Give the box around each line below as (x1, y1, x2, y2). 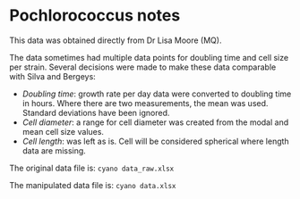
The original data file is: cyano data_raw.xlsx (9, 162, 175, 173)
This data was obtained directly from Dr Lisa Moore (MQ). (9, 35, 222, 46)
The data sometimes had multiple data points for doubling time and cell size (9, 52, 289, 62)
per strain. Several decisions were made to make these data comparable (9, 62, 277, 72)
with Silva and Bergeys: (9, 70, 96, 81)
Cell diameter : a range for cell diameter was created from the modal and (21, 117, 289, 128)
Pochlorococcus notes (9, 5, 181, 26)
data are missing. (21, 145, 87, 156)
